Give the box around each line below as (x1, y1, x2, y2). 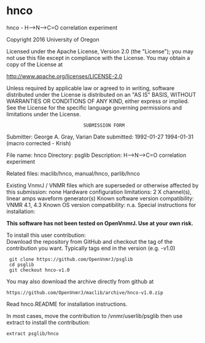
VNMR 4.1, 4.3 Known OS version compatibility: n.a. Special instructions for (6, 201, 196, 208)
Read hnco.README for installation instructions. (6, 300, 128, 307)
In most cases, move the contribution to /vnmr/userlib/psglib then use (6, 312, 183, 319)
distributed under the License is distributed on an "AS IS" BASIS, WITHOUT (6, 91, 196, 98)
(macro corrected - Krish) (6, 139, 72, 147)
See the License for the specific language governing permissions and (6, 104, 182, 111)
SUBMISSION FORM (83, 122, 125, 129)
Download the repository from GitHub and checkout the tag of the (6, 238, 173, 245)
